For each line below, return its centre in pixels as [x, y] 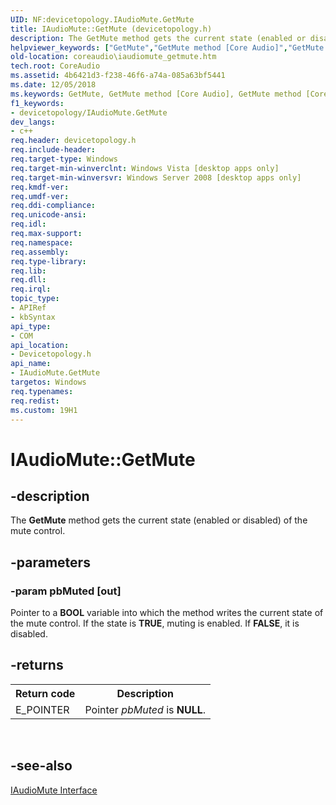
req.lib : [28, 271]
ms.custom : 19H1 [44, 410]
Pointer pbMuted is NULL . [145, 709]
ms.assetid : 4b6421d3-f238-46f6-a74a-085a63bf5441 [118, 76]
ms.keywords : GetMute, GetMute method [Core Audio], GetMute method [156, 94]
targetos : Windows [48, 382]
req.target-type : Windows [64, 159]
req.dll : [28, 280]
